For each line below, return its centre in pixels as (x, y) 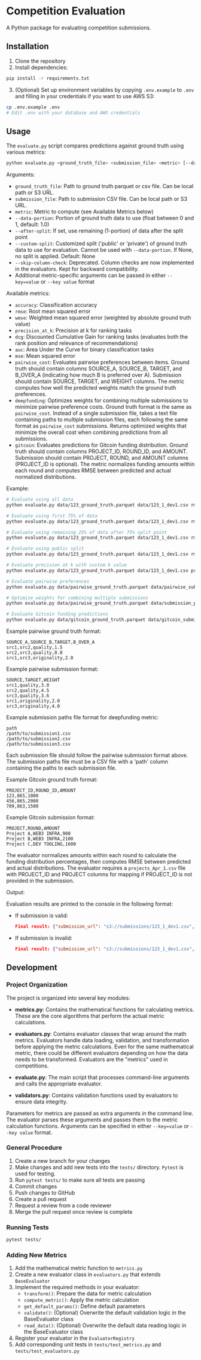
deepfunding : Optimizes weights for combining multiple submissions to (101, 400)
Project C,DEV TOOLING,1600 (41, 844)
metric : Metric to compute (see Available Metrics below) (84, 212)
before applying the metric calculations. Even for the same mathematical (104, 1047)
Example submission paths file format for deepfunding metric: (83, 717)
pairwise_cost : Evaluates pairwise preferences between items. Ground (102, 362)
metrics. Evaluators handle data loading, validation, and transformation (102, 1040)
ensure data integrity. (41, 1102)
